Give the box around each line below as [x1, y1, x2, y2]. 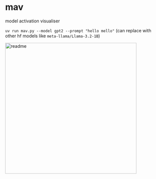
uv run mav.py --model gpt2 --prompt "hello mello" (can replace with [5, 27, 152, 33]
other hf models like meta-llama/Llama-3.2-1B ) [5, 33, 101, 39]
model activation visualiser [5, 18, 60, 24]
